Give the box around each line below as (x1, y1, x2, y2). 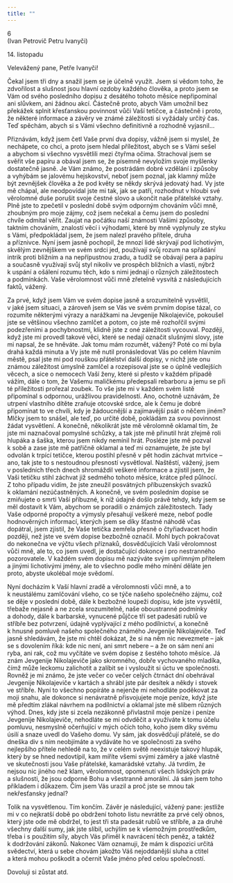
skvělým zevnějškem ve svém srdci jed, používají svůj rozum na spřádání (7, 245, 216, 254)
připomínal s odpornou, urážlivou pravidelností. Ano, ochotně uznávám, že (7, 392, 220, 400)
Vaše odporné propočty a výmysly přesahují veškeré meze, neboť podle (7, 510, 213, 518)
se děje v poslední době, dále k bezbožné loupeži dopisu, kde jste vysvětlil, (7, 597, 223, 605)
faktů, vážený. (7, 282, 48, 290)
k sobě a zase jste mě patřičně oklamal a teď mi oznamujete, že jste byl (7, 443, 211, 452)
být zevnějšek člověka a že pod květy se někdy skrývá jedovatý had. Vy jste (7, 179, 225, 188)
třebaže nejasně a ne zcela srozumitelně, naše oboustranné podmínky (7, 604, 208, 613)
